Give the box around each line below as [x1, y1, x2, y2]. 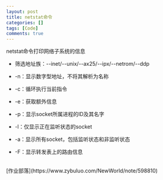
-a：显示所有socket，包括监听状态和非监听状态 [14, 136, 130, 143]
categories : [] [6, 20, 44, 25]
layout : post [6, 8, 39, 15]
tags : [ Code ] [6, 25, 39, 31]
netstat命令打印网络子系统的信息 [6, 48, 86, 55]
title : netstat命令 [6, 14, 53, 20]
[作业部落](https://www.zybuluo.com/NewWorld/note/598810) [6, 167, 158, 175]
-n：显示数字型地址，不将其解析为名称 [14, 73, 109, 80]
